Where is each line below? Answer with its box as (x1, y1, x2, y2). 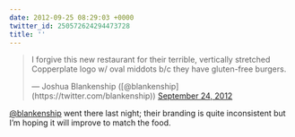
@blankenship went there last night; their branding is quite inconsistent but (9, 108, 286, 119)
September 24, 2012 (157, 90, 233, 101)
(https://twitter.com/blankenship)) (30, 90, 156, 101)
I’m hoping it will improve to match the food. (9, 117, 171, 128)
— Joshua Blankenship (30, 81, 117, 92)
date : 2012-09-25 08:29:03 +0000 (9, 13, 134, 22)
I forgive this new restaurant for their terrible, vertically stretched (30, 55, 271, 65)
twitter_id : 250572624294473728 (9, 21, 130, 30)
